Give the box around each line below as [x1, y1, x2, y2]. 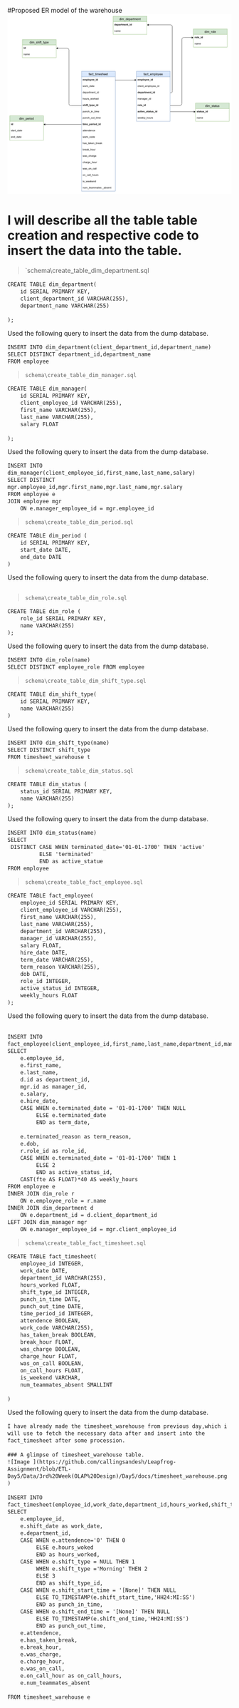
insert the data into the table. [7, 242, 183, 259]
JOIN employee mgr [7, 498, 62, 505]
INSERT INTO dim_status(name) [7, 829, 97, 836]
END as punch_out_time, [36, 1622, 107, 1630]
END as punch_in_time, [36, 1600, 103, 1608]
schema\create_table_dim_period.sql [24, 518, 134, 526]
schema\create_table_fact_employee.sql [24, 878, 144, 886]
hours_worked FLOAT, [20, 1281, 81, 1289]
